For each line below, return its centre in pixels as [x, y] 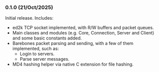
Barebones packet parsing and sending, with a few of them [73, 43]
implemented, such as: [36, 49]
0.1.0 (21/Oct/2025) [29, 7]
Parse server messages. [44, 59]
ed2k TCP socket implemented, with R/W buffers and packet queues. [83, 28]
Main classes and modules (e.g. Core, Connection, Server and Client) [83, 33]
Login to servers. [37, 54]
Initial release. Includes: [29, 18]
